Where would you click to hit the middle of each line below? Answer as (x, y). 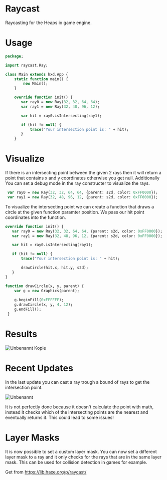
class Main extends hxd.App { (37, 74)
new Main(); (36, 84)
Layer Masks (32, 438)
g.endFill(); (28, 309)
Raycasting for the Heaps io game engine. (48, 23)
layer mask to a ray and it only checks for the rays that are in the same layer (83, 457)
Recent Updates (39, 368)
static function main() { (41, 79)
